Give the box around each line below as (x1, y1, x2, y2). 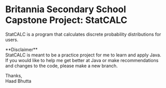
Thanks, (5, 72, 22, 78)
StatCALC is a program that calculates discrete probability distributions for (5, 31, 161, 37)
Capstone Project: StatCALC (5, 14, 128, 26)
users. (5, 37, 19, 43)
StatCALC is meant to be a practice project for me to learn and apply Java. (5, 52, 161, 58)
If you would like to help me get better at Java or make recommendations (5, 57, 159, 63)
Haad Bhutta (5, 78, 32, 84)
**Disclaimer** (5, 46, 38, 52)
